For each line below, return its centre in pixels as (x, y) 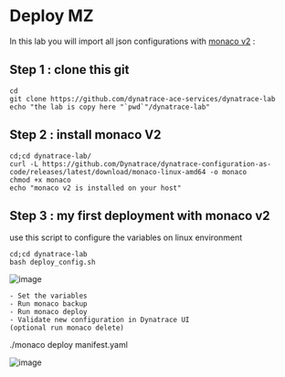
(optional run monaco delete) (67, 328)
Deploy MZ (52, 16)
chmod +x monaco (40, 180)
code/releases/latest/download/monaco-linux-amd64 (108, 172)
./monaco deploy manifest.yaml (69, 345)
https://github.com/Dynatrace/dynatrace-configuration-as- (157, 164)
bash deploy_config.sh (53, 262)
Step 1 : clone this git (69, 70)
